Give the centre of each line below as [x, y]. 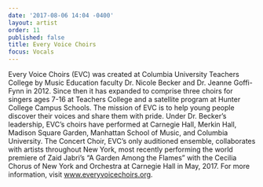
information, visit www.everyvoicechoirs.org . [80, 174]
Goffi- [243, 82]
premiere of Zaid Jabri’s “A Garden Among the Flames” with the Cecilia [122, 158]
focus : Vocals [31, 52]
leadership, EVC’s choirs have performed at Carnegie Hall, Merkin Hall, [122, 124]
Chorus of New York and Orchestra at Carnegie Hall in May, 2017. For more [129, 166]
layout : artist [33, 23]
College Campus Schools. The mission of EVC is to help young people [121, 108]
